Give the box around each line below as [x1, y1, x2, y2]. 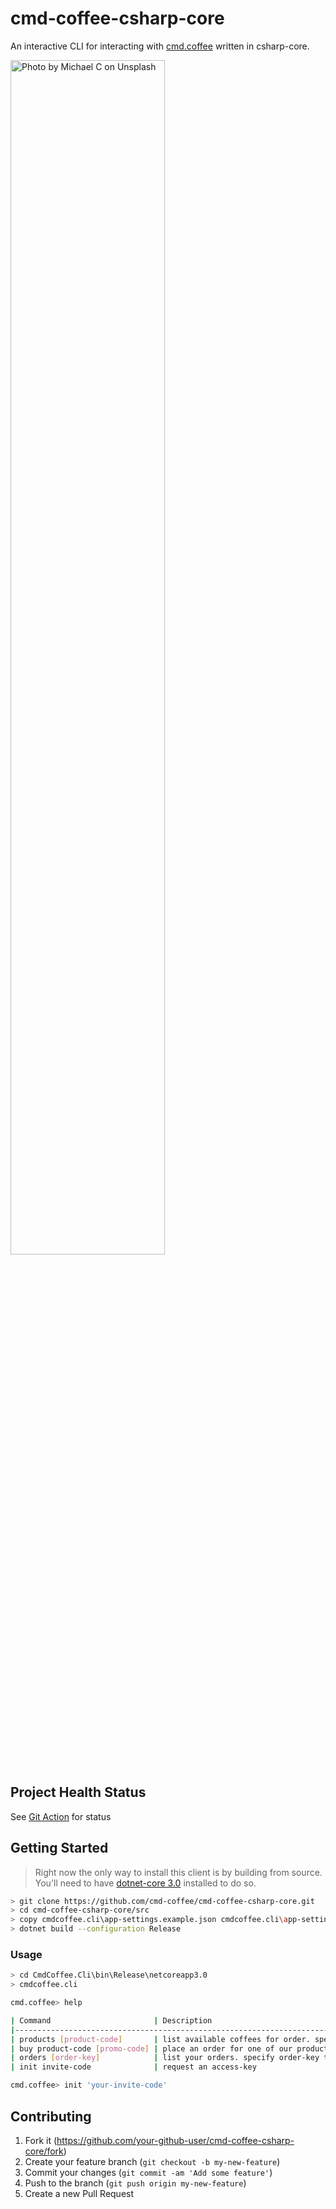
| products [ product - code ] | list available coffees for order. [10, 2034, 311, 2044]
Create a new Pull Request [24, 2187, 135, 2199]
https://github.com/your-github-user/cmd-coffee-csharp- [56, 2134, 295, 2146]
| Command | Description [10, 2015, 213, 2026]
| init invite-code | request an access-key [10, 2062, 257, 2072]
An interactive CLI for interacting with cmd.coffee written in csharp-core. [10, 40, 310, 52]
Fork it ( [24, 2134, 58, 2146]
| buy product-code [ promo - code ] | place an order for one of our [10, 2043, 293, 2054]
